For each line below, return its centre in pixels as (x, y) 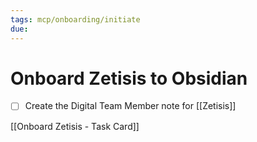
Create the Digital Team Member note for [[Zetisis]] (130, 106)
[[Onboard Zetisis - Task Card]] (75, 126)
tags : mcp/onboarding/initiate (75, 19)
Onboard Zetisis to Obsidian (129, 78)
